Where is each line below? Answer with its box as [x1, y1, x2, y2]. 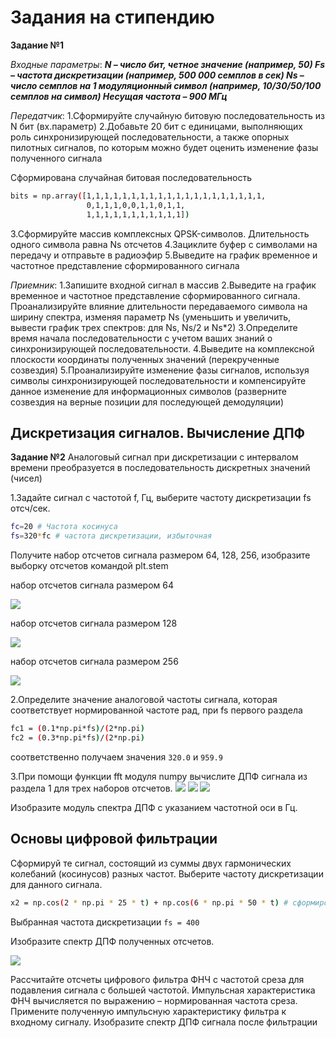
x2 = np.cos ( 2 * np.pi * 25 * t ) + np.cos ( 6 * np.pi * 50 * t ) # [10, 897, 289, 908]
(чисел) [10, 472, 43, 485]
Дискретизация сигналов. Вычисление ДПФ [10, 424, 306, 441]
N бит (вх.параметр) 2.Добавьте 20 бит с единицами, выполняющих [10, 120, 303, 132]
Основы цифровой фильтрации [10, 831, 218, 848]
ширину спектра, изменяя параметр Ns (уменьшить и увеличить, [10, 311, 292, 323]
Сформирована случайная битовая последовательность [10, 171, 253, 183]
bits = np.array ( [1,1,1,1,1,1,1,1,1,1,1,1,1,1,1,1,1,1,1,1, [10, 191, 267, 201]
